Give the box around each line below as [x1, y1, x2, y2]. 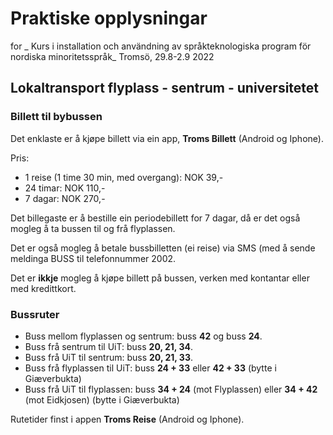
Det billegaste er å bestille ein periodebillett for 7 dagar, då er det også [10, 212, 301, 224]
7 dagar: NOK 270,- [24, 192, 106, 204]
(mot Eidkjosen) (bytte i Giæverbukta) [24, 393, 180, 406]
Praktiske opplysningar [10, 7, 208, 30]
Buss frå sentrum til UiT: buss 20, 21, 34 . [24, 340, 193, 352]
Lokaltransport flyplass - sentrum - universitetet [10, 80, 320, 97]
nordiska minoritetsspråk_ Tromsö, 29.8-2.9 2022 [10, 50, 215, 62]
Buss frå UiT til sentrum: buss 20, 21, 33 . [24, 351, 193, 363]
